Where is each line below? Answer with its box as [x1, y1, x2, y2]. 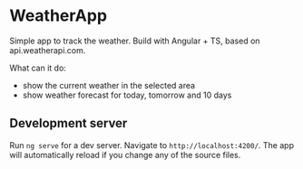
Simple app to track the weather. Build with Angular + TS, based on [9, 35, 260, 46]
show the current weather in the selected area [22, 80, 196, 90]
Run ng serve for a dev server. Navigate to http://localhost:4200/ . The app [9, 139, 295, 150]
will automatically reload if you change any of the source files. [9, 149, 241, 160]
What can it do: [9, 62, 66, 73]
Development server [9, 116, 128, 131]
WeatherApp [9, 5, 107, 26]
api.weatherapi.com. [9, 44, 86, 55]
